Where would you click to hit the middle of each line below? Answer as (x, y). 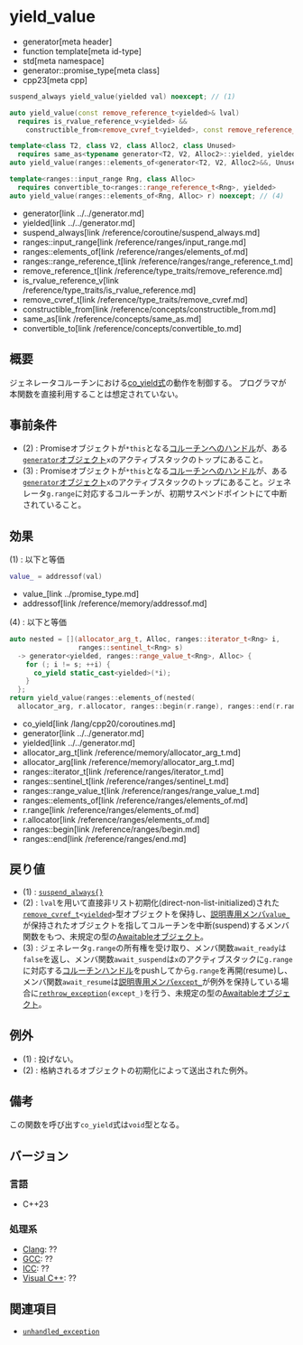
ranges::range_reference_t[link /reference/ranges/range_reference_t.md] (158, 261)
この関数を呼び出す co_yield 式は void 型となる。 (97, 1125)
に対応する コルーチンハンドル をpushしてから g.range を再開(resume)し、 (157, 970)
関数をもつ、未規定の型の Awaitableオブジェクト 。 (115, 936)
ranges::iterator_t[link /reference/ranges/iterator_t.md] (123, 771)
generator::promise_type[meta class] (91, 70)
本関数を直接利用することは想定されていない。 (96, 394)
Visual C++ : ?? (49, 1278)
